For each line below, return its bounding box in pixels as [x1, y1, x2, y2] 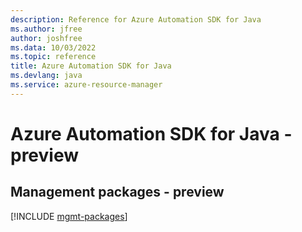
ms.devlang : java [10, 71, 83, 81]
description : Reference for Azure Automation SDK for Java [10, 14, 262, 25]
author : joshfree [10, 33, 83, 43]
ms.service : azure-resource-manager [10, 80, 163, 90]
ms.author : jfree [10, 24, 83, 34]
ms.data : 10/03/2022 [10, 42, 97, 53]
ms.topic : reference [10, 52, 97, 62]
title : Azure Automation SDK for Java [10, 61, 172, 71]
